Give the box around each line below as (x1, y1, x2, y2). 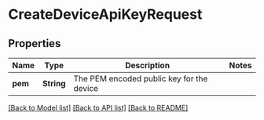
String (42, 78, 66, 89)
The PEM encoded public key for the (73, 73, 208, 84)
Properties (8, 37, 61, 50)
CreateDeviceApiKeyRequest (8, 5, 203, 24)
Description (125, 60, 170, 71)
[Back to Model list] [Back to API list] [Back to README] (8, 104, 189, 112)
